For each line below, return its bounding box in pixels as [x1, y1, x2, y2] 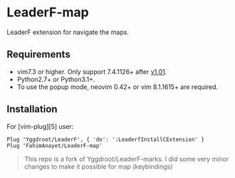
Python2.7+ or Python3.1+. [16, 75, 95, 83]
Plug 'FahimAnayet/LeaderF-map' [6, 142, 103, 150]
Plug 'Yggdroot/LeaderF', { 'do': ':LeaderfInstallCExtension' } [6, 136, 204, 143]
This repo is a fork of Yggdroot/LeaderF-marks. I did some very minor [23, 155, 229, 163]
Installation [6, 103, 58, 115]
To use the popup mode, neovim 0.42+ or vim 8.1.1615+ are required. [16, 83, 219, 91]
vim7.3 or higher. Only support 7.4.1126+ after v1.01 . [16, 67, 167, 75]
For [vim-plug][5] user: [6, 122, 74, 130]
